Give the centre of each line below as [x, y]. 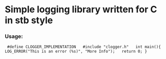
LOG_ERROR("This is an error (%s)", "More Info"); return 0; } [76, 52]
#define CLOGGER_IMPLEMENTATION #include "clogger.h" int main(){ [84, 47]
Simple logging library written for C [81, 9]
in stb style [29, 20]
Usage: [14, 36]
